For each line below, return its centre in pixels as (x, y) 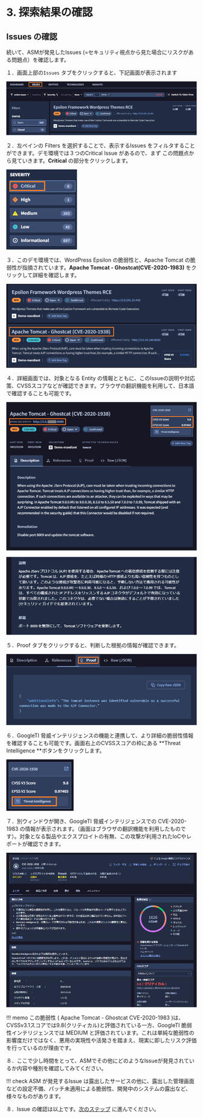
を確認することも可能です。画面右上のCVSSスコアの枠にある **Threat (94, 743)
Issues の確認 (32, 37)
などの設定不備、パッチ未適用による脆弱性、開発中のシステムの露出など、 (99, 1088)
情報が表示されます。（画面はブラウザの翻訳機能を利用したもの (103, 829)
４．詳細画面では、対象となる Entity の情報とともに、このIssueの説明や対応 (101, 378)
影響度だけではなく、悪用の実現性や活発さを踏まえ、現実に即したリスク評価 (101, 1040)
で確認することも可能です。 (40, 393)
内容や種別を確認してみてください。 (62, 1068)
